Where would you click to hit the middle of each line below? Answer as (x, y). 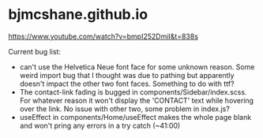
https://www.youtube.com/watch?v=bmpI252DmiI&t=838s (103, 36)
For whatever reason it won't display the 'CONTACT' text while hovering (137, 100)
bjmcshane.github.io (78, 15)
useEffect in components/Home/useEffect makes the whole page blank (135, 117)
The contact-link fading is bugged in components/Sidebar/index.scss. (133, 91)
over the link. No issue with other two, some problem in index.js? (125, 109)
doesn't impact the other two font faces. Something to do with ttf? (127, 84)
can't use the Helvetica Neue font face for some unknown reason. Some (137, 67)
